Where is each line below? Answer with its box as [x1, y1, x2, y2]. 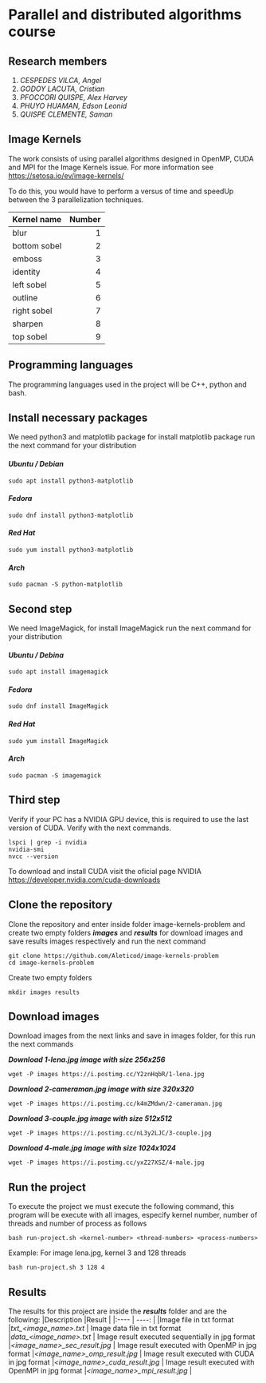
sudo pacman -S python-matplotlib [8, 581, 123, 589]
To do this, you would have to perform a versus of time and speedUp [8, 186, 234, 196]
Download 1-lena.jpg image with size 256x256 [8, 1055, 166, 1064]
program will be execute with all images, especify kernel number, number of [8, 1210, 257, 1220]
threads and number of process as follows [8, 1218, 147, 1228]
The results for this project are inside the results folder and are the [8, 1306, 227, 1316]
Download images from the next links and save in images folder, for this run [8, 1031, 256, 1040]
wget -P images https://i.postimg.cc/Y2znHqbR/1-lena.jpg [8, 1071, 205, 1079]
